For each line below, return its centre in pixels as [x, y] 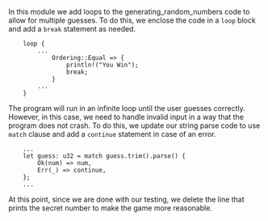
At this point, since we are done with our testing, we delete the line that [126, 199]
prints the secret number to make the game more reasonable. [110, 208]
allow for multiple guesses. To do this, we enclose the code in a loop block [132, 20]
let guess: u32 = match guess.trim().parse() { [104, 156]
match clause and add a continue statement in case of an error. [112, 134]
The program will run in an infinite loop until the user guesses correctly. [127, 108]
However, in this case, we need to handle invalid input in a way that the [126, 117]
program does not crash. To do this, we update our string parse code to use [134, 125]
